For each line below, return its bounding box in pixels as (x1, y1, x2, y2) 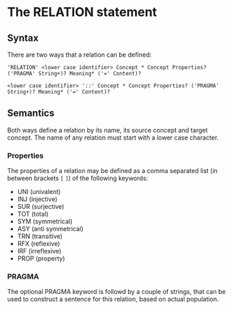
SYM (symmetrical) (17, 217, 73, 226)
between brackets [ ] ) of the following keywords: (7, 174, 148, 182)
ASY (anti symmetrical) (17, 225, 83, 233)
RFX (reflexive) (17, 239, 61, 248)
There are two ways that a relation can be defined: (7, 50, 152, 59)
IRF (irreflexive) (17, 247, 62, 256)
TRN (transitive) (17, 232, 63, 241)
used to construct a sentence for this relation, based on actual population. (7, 295, 219, 304)
